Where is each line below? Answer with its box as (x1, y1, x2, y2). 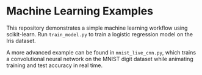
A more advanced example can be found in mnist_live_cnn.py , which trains (6, 48, 197, 56)
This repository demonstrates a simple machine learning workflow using (6, 24, 188, 31)
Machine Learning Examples (6, 4, 154, 18)
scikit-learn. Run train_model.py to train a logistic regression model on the (6, 30, 193, 37)
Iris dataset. (6, 37, 36, 44)
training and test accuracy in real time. (6, 62, 103, 69)
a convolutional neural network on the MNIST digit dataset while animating (6, 55, 193, 62)
